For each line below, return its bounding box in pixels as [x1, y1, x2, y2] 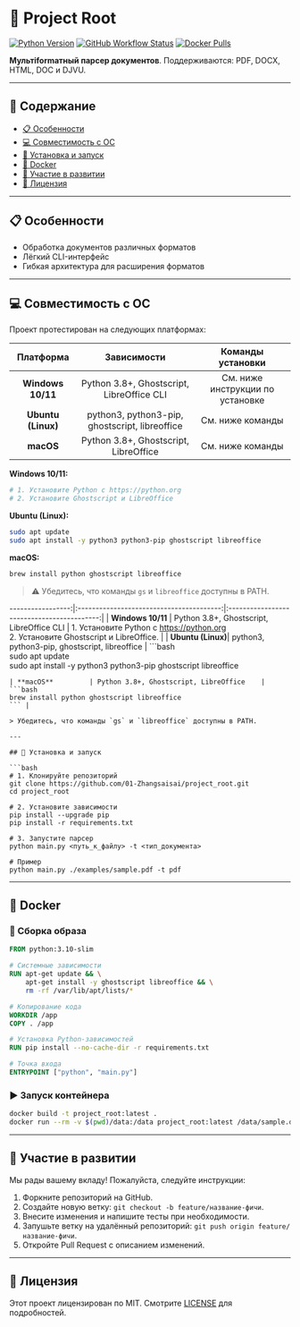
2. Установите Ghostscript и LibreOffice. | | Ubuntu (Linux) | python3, [9, 631, 265, 642]
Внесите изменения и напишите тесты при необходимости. [21, 1211, 250, 1221]
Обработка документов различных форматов [21, 242, 196, 252]
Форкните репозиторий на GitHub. [21, 1192, 154, 1203]
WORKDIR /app [9, 1010, 58, 1019]
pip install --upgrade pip [9, 810, 110, 820]
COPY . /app [9, 1019, 54, 1028]
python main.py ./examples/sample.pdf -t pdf [9, 865, 181, 874]
